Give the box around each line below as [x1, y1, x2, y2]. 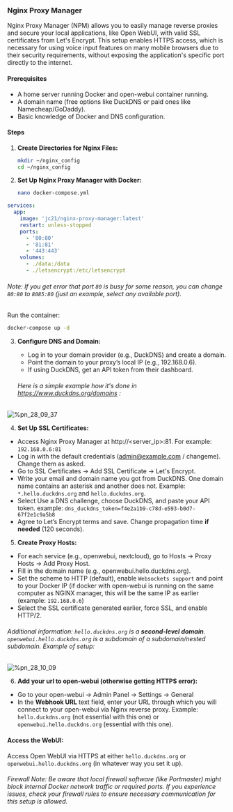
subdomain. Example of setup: [7, 642, 95, 650]
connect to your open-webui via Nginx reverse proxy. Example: [17, 705, 198, 714]
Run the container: [7, 311, 61, 319]
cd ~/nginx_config [17, 163, 71, 171]
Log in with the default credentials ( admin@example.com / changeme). [17, 452, 221, 461]
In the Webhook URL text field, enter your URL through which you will [17, 698, 217, 706]
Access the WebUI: [7, 736, 64, 744]
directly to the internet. [7, 59, 73, 67]
